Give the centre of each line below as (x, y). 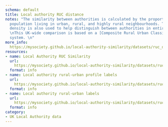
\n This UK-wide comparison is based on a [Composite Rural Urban (79, 33)
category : (15, 112)
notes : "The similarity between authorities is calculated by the (76, 19)
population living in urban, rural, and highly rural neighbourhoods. (85, 24)
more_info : (16, 42)
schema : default (22, 10)
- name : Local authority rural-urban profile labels (61, 75)
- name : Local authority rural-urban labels (52, 93)
